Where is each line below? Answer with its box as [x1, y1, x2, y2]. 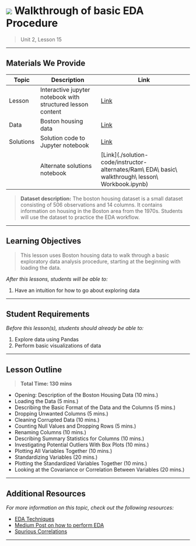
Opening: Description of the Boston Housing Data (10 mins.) [14, 392, 159, 399]
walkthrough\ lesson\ [101, 173, 159, 181]
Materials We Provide [6, 59, 86, 68]
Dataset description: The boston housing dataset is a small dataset [20, 195, 183, 202]
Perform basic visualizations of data [14, 342, 101, 349]
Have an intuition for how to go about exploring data [14, 287, 140, 294]
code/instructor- [101, 158, 148, 166]
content [40, 107, 62, 115]
